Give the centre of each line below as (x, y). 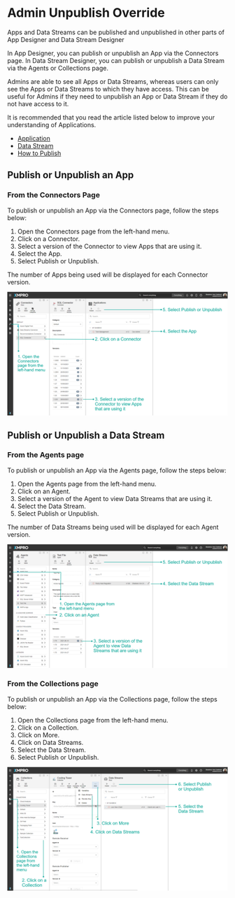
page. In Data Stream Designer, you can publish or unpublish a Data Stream (116, 60)
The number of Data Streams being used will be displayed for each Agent (113, 527)
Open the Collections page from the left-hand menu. (93, 720)
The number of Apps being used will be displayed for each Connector (108, 275)
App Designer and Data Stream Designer (66, 39)
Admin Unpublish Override (86, 13)
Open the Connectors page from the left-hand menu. (93, 231)
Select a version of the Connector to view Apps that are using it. (109, 246)
